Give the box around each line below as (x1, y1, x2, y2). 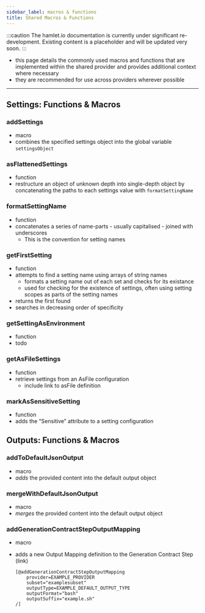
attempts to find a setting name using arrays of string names (15, 271, 168, 279)
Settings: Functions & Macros (6, 99, 121, 110)
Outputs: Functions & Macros (6, 435, 120, 446)
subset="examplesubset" (26, 580, 87, 586)
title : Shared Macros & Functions (6, 15, 95, 21)
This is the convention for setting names (24, 235, 126, 243)
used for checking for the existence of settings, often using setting (24, 284, 192, 291)
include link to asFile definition (24, 382, 101, 389)
